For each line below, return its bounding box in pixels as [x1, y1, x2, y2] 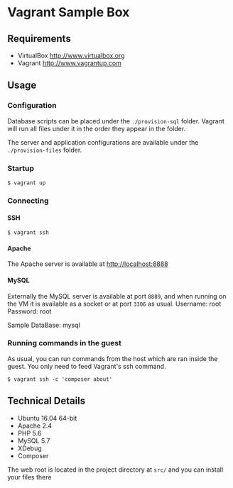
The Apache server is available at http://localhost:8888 [7, 260, 168, 268]
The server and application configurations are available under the [7, 138, 199, 146]
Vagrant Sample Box [7, 4, 130, 21]
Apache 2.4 [17, 421, 53, 430]
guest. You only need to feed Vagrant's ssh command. [7, 362, 166, 370]
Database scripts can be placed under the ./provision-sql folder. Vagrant [7, 116, 225, 125]
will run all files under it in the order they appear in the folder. [7, 124, 186, 133]
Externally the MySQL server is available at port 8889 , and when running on [7, 292, 227, 300]
